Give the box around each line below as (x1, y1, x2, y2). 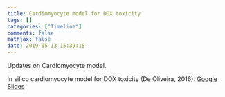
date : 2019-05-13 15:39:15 (7, 42, 85, 49)
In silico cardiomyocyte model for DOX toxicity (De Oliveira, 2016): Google (7, 75, 218, 83)
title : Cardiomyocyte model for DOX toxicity (7, 10, 141, 17)
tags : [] (7, 17, 33, 24)
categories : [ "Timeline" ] (7, 23, 82, 30)
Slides (7, 82, 25, 90)
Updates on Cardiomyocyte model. (7, 62, 107, 69)
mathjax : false (7, 36, 51, 43)
